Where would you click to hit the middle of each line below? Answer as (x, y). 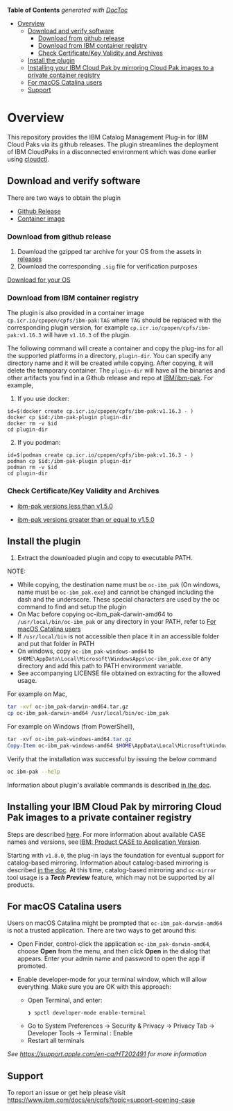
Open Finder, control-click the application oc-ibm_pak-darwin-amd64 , (114, 944)
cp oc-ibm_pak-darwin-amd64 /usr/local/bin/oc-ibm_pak (88, 713)
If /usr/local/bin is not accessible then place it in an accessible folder (118, 636)
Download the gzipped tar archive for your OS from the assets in (110, 252)
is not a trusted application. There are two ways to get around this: (102, 931)
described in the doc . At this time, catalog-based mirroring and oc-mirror (112, 870)
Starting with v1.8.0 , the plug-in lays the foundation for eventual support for (116, 855)
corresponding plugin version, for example (68, 328)
